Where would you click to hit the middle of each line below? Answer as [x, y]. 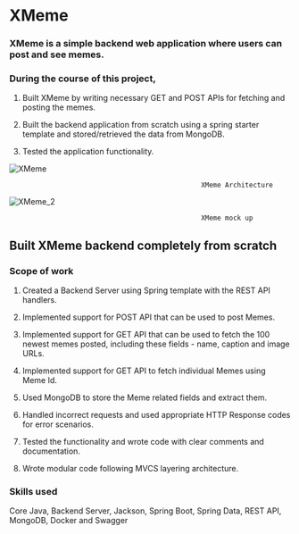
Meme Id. [40, 380]
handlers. [40, 300]
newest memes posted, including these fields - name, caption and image [156, 344]
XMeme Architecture [237, 185]
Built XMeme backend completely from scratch [143, 245]
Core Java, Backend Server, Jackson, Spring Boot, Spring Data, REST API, [145, 511]
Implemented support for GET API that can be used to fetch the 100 [146, 335]
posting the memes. [59, 107]
